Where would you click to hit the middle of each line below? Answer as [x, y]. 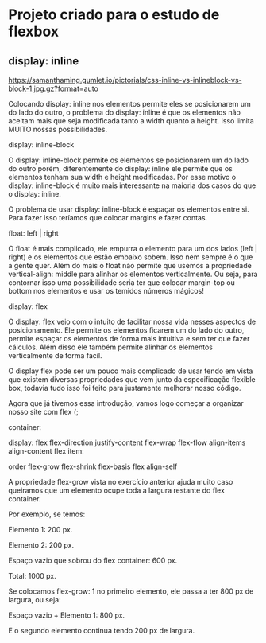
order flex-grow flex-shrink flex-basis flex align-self [93, 466]
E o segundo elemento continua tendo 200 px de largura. [102, 631]
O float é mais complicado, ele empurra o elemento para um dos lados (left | [133, 249]
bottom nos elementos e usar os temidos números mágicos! [106, 291]
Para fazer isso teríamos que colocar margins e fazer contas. [108, 218]
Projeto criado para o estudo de [114, 15]
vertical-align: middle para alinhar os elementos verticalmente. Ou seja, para [133, 274]
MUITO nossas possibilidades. [58, 129]
